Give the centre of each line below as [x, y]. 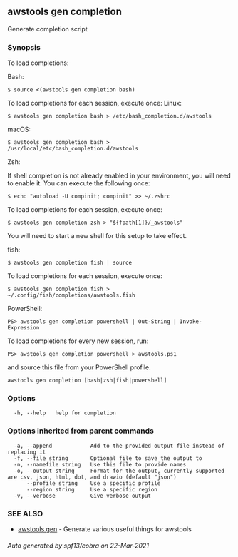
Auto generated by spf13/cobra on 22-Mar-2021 [78, 546]
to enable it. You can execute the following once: [79, 183]
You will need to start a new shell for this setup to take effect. [97, 236]
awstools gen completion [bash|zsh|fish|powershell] [87, 381]
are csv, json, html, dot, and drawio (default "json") [92, 477]
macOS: [19, 129]
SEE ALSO [25, 513]
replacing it [27, 452]
